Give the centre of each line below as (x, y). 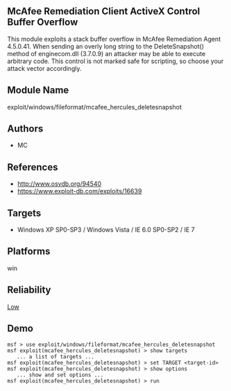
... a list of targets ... (55, 356)
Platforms (29, 251)
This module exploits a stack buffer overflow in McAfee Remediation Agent (114, 39)
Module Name (38, 90)
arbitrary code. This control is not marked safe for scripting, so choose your (115, 61)
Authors (25, 129)
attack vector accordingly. (44, 68)
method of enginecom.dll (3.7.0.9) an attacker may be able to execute (106, 53)
